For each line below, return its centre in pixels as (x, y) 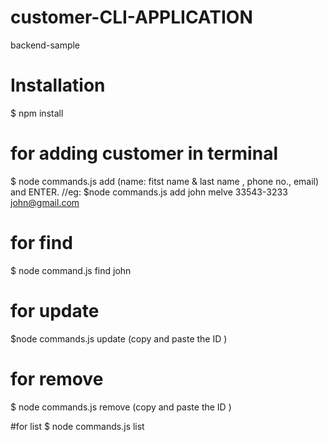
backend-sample (45, 45)
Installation (58, 85)
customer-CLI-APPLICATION (131, 17)
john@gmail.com (45, 202)
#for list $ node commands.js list (77, 426)
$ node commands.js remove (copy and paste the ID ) (121, 407)
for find (41, 243)
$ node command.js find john (71, 270)
